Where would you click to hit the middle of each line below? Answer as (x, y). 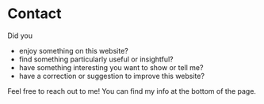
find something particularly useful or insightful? (96, 59)
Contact (34, 14)
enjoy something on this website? (73, 50)
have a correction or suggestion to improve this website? (112, 76)
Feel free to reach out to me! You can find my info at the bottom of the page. (132, 91)
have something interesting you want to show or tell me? (111, 67)
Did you (20, 35)
